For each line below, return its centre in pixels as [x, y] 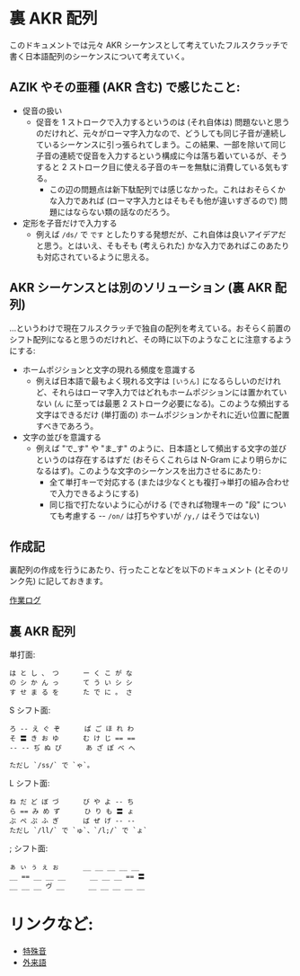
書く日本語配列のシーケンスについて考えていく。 [100, 56]
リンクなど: [52, 924]
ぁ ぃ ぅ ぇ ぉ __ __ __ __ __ [75, 867]
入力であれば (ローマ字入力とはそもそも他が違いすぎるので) [168, 200]
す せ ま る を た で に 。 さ [71, 693]
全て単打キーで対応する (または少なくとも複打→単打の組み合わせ [169, 482]
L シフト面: [30, 784]
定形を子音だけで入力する [70, 223]
